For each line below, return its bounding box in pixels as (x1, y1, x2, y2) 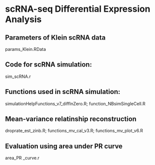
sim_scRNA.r (5, 73, 31, 79)
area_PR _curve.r (5, 155, 40, 161)
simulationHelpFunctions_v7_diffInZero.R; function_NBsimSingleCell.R (5, 100, 146, 106)
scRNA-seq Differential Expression (5, 3, 151, 15)
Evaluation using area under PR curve (5, 142, 123, 150)
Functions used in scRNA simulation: (5, 88, 121, 96)
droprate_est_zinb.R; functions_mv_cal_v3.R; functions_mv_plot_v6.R (5, 128, 143, 134)
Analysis (5, 14, 42, 25)
